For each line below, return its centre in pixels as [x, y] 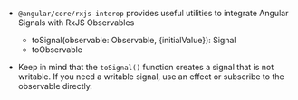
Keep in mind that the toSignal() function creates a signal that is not [146, 67]
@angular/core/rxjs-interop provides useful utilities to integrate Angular [153, 13]
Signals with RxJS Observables [76, 23]
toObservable [57, 50]
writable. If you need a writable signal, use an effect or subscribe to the [151, 77]
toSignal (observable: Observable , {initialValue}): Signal [134, 40]
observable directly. [55, 86]
